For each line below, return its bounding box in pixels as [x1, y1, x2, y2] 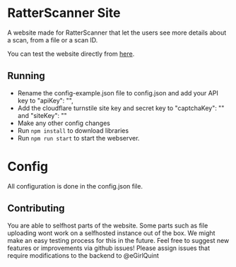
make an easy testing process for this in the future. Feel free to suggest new [7, 236, 230, 244]
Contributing [7, 203, 65, 215]
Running [7, 70, 46, 82]
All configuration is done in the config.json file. [7, 182, 143, 190]
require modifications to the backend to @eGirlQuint [7, 251, 159, 259]
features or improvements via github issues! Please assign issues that [7, 244, 211, 252]
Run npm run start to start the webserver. [17, 133, 140, 142]
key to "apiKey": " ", [17, 96, 74, 105]
